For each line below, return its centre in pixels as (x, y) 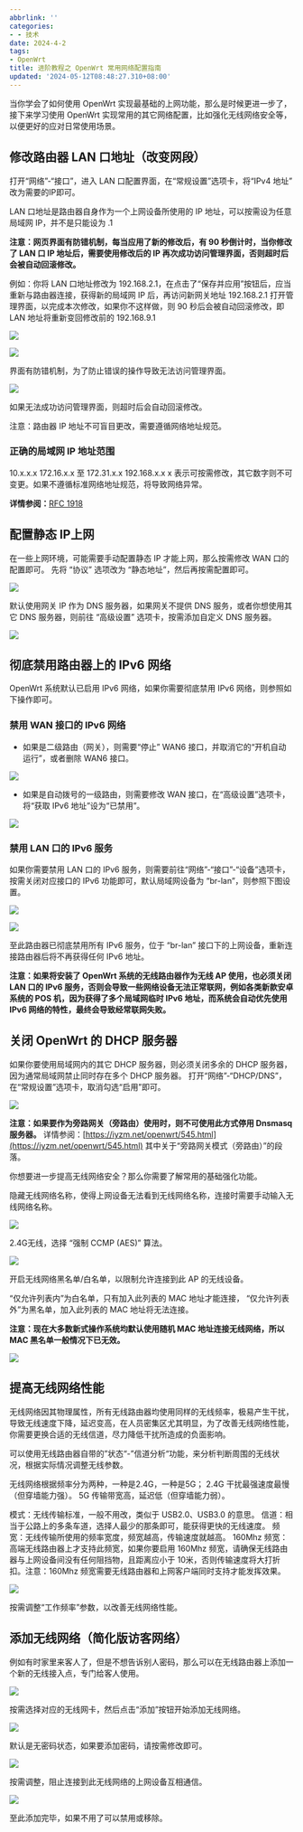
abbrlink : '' (34, 18)
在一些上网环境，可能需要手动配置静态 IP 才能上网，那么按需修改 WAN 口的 (149, 558)
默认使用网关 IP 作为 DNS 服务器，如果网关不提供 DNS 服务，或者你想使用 (147, 606)
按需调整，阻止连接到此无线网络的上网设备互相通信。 (108, 1781)
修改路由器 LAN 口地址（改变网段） (107, 158)
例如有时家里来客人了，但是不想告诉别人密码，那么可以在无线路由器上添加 (147, 1662)
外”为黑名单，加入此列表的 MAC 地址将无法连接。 (101, 1309)
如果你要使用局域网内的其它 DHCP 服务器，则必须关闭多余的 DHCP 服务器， (151, 1064)
